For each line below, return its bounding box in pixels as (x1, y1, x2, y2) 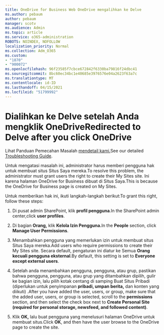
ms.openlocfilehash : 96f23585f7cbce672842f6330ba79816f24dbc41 (5, 67, 137, 72)
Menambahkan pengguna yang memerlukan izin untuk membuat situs (12, 237, 154, 244)
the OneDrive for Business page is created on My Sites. (5, 183, 117, 189)
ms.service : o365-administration (5, 35, 74, 40)
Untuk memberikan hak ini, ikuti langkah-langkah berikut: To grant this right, (5, 193, 158, 199)
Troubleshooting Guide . (5, 153, 53, 159)
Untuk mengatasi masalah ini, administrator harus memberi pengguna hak (5, 163, 155, 169)
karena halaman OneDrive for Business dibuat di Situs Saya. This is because (5, 178, 158, 184)
